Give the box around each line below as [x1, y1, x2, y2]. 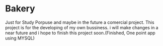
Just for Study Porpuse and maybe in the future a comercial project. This [5, 19, 155, 25]
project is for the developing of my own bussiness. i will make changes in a [5, 24, 159, 30]
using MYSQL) [5, 35, 35, 41]
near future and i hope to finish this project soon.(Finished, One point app [5, 30, 156, 36]
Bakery [5, 3, 35, 14]
